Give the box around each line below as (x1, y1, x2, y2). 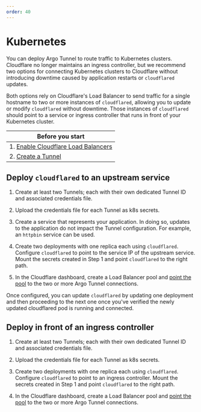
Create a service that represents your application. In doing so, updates (14, 218, 190, 226)
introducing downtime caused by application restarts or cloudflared (6, 74, 175, 81)
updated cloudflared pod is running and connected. (6, 305, 134, 312)
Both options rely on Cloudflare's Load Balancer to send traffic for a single (6, 92, 191, 100)
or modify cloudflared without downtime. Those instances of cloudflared (6, 105, 189, 112)
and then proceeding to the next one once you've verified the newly (6, 298, 175, 305)
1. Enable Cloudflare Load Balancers (9, 142, 113, 151)
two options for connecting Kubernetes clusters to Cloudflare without (6, 68, 178, 75)
